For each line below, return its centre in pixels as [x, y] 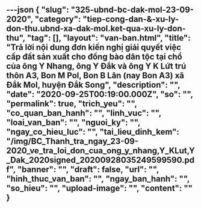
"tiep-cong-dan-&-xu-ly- [131, 20]
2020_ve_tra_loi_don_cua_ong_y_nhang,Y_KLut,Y [101, 151]
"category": [58, 20]
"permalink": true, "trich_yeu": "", [72, 104]
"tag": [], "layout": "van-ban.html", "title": [109, 38]
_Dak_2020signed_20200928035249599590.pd [100, 160]
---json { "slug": [38, 10]
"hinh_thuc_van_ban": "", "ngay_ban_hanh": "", [98, 179]
